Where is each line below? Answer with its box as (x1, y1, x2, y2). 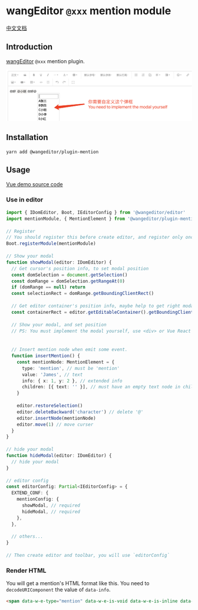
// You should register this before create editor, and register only (6, 235, 183, 241)
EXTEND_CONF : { (11, 490, 49, 496)
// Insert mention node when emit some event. (11, 347, 128, 353)
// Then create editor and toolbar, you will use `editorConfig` (6, 553, 170, 559)
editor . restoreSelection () (16, 403, 83, 409)
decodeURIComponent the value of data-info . (6, 586, 111, 593)
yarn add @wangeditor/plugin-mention (6, 149, 99, 155)
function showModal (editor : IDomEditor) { (6, 259, 112, 265)
